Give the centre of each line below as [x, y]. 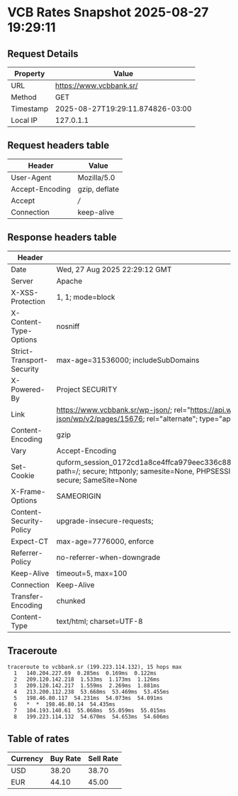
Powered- [28, 389]
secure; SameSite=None [97, 480]
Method [24, 97]
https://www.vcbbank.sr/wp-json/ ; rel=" [123, 409]
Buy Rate [66, 759]
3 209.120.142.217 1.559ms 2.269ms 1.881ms [87, 686]
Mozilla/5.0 [96, 177]
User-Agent [31, 177]
